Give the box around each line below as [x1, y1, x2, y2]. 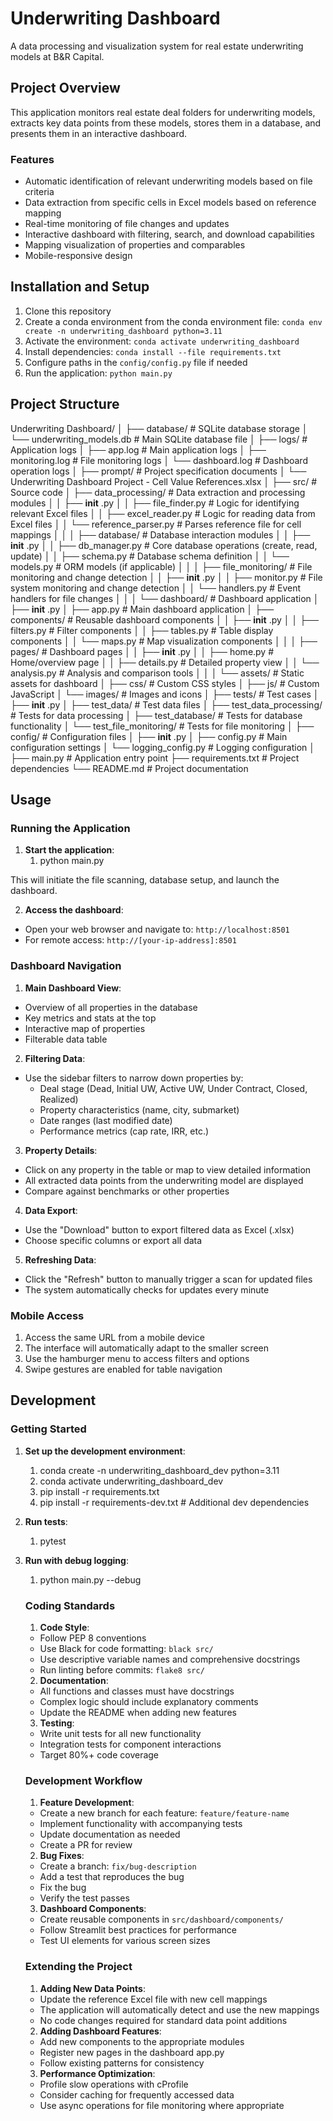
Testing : [39, 1717, 75, 1729]
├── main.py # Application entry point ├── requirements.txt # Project [10, 752, 300, 764]
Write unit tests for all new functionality [39, 1727, 202, 1739]
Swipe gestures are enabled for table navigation [24, 1363, 223, 1375]
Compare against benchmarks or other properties [24, 1185, 230, 1197]
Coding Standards [24, 1598, 116, 1612]
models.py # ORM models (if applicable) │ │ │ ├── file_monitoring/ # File [10, 560, 313, 572]
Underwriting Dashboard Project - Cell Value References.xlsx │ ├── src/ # [10, 475, 318, 487]
